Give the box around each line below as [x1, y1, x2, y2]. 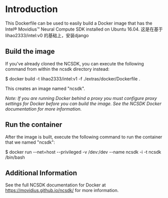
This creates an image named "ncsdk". [5, 85, 85, 91]
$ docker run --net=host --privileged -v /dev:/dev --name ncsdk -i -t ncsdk [5, 149, 161, 155]
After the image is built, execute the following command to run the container [5, 134, 162, 140]
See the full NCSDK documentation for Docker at [5, 182, 106, 188]
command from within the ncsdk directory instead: [5, 66, 110, 72]
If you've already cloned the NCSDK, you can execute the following [5, 60, 144, 66]
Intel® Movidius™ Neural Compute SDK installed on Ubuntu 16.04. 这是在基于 [5, 26, 163, 32]
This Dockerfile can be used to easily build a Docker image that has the [5, 20, 152, 26]
